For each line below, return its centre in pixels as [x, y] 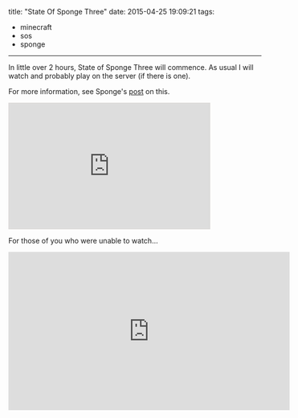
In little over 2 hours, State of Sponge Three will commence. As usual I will [131, 67]
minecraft [36, 27]
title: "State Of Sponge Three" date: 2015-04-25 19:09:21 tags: [112, 12]
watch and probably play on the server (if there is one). [100, 76]
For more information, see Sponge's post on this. [89, 91]
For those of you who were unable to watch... [83, 241]
